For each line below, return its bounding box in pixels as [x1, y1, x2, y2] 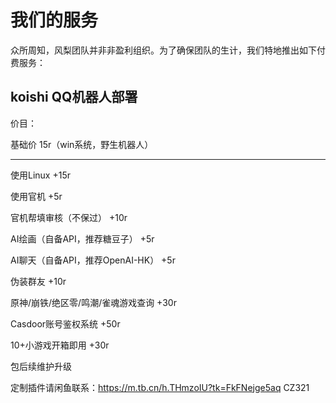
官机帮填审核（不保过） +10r [10, 211, 128, 223]
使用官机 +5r [10, 190, 63, 202]
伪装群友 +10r [10, 275, 67, 287]
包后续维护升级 [10, 360, 72, 372]
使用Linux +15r [10, 169, 71, 181]
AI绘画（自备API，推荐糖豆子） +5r [10, 232, 155, 245]
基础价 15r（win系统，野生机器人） [10, 138, 154, 150]
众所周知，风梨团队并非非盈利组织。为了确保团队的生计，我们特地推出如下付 [10, 44, 326, 56]
